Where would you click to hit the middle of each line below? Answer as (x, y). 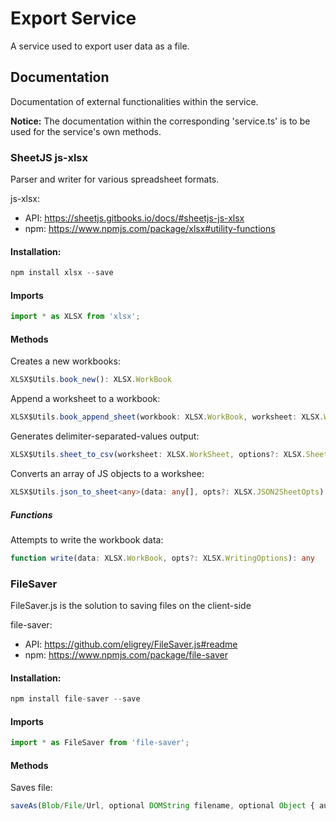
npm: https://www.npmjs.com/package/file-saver (126, 655)
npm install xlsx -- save (62, 273)
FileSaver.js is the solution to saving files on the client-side (131, 606)
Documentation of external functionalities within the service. (134, 101)
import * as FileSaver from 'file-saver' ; (100, 743)
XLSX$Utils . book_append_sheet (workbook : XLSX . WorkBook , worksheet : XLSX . (167, 417)
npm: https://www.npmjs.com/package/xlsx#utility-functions (150, 229)
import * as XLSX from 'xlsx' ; (75, 317)
